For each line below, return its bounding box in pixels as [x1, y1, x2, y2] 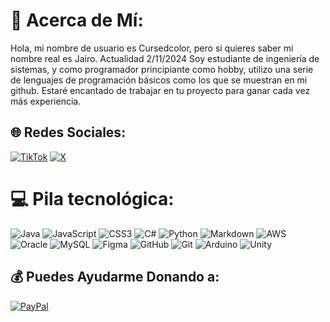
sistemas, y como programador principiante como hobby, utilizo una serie [10, 63, 314, 75]
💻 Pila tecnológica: [10, 187, 175, 210]
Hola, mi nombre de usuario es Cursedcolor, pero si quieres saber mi [10, 42, 294, 54]
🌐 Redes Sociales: [10, 124, 127, 141]
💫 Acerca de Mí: [10, 9, 144, 32]
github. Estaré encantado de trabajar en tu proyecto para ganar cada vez [10, 84, 311, 96]
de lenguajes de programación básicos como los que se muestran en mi [10, 74, 308, 86]
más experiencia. [10, 95, 82, 107]
